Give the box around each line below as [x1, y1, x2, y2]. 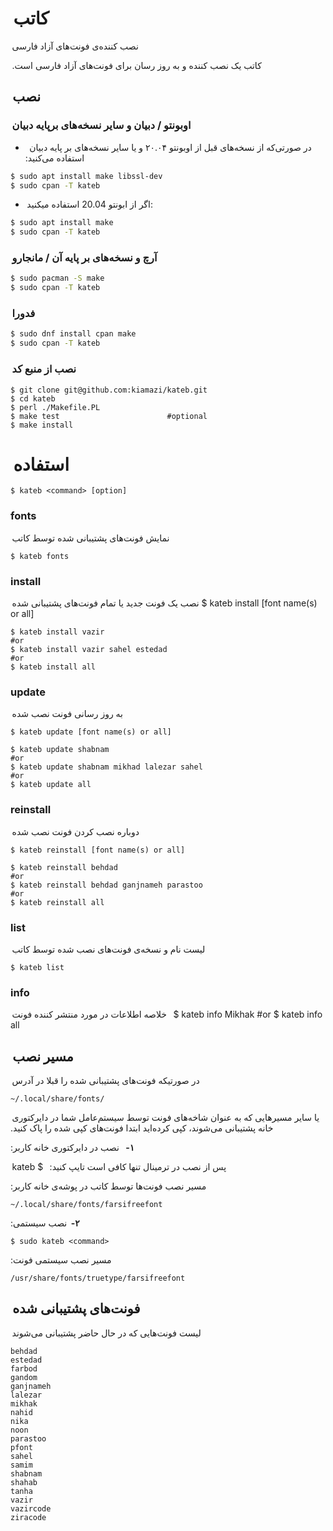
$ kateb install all [10, 662, 97, 672]
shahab [10, 1477, 38, 1487]
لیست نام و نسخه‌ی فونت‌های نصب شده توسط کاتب [11, 943, 206, 955]
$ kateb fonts [10, 551, 70, 561]
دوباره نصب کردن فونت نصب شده [11, 825, 140, 837]
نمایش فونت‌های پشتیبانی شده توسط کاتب [11, 532, 170, 544]
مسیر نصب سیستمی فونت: [10, 1254, 112, 1266]
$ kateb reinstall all [10, 897, 105, 907]
